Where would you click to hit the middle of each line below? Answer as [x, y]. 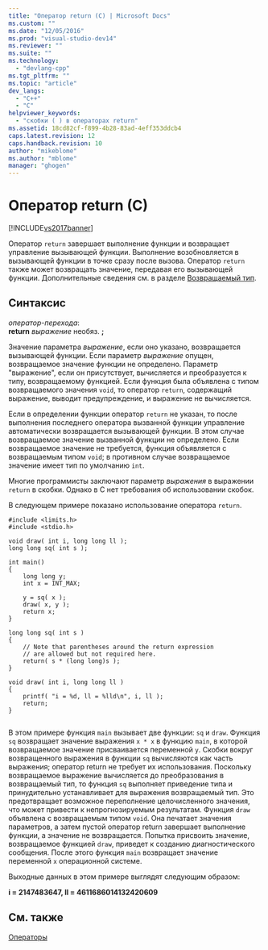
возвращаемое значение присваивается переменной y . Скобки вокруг [131, 749]
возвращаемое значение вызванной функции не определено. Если [124, 440]
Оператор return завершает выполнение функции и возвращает [119, 244]
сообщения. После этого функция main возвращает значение [113, 852]
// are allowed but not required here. [90, 654]
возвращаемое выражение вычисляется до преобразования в [116, 775]
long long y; [45, 576]
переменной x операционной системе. [75, 860]
